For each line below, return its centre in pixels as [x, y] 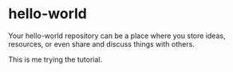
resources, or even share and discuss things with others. [102, 44]
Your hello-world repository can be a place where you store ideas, [117, 36]
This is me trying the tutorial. [55, 59]
